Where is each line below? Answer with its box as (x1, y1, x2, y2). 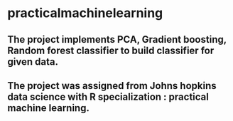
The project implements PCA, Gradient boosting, (7, 33, 227, 46)
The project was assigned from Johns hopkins (7, 80, 217, 92)
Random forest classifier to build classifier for (7, 44, 215, 56)
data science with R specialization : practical (7, 90, 210, 102)
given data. (7, 56, 59, 68)
